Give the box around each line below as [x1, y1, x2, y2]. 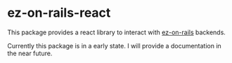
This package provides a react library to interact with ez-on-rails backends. [7, 28, 226, 36]
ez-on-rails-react [7, 5, 111, 21]
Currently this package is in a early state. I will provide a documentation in [7, 41, 221, 50]
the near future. [7, 49, 53, 57]
